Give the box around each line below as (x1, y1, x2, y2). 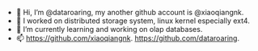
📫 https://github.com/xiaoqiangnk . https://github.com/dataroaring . (15, 33, 240, 43)
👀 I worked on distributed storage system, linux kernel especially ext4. (15, 16, 251, 25)
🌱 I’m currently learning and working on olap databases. (15, 25, 203, 33)
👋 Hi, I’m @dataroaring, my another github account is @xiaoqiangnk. (15, 8, 244, 17)
